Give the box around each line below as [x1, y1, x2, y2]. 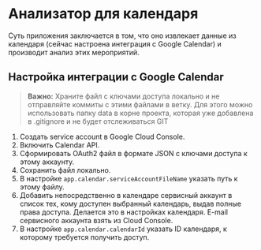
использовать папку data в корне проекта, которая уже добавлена [27, 108, 254, 118]
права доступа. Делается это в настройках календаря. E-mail [19, 207, 229, 217]
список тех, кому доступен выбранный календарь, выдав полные [19, 199, 242, 208]
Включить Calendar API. [19, 140, 100, 150]
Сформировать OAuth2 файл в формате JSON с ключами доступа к [19, 148, 248, 158]
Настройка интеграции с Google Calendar [8, 70, 224, 84]
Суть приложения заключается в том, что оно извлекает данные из [8, 31, 237, 40]
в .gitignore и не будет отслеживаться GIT [27, 116, 169, 126]
